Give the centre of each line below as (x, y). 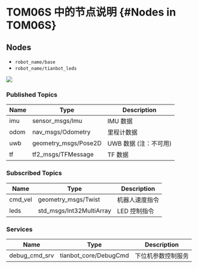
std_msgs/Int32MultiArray (75, 211)
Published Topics (32, 94)
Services (19, 229)
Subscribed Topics (34, 173)
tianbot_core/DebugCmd (94, 255)
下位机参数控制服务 (162, 255)
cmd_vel (21, 199)
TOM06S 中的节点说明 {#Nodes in (91, 12)
